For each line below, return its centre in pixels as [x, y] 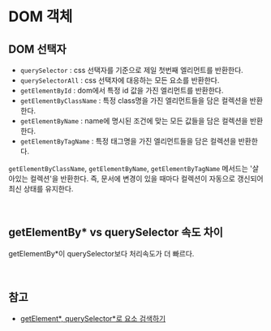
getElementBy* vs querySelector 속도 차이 [116, 232]
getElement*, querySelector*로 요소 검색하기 [93, 318]
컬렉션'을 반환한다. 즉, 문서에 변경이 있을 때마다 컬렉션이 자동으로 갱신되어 [146, 178]
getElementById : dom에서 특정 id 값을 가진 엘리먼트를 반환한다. [122, 90]
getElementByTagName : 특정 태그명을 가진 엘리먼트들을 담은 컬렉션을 [128, 141]
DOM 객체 [41, 17]
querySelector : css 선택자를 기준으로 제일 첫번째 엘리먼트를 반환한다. [131, 70]
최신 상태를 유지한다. [41, 189]
